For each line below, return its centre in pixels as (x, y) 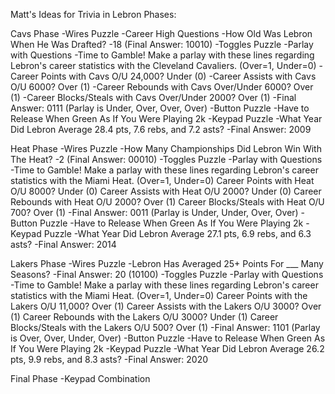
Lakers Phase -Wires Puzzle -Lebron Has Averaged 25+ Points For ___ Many (167, 263)
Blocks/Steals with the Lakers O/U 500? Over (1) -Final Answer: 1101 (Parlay (165, 327)
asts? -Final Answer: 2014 (63, 244)
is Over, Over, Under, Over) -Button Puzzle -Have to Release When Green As (168, 338)
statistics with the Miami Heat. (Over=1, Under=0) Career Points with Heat (162, 180)
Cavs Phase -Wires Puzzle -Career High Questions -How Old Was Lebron (161, 33)
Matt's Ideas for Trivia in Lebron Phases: (93, 14)
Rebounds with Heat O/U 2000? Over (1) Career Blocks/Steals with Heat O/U (167, 202)
